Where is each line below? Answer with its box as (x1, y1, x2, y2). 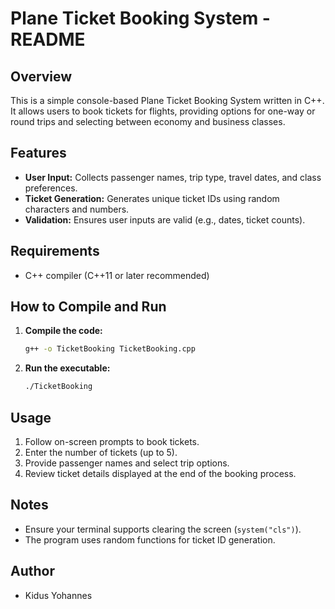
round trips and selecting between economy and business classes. (10, 116, 286, 127)
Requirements (10, 243, 100, 260)
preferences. (24, 182, 78, 194)
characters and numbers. (24, 203, 130, 215)
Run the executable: (24, 362, 111, 374)
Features (10, 145, 67, 162)
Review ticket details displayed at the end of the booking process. (24, 468, 297, 479)
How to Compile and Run (10, 298, 167, 316)
